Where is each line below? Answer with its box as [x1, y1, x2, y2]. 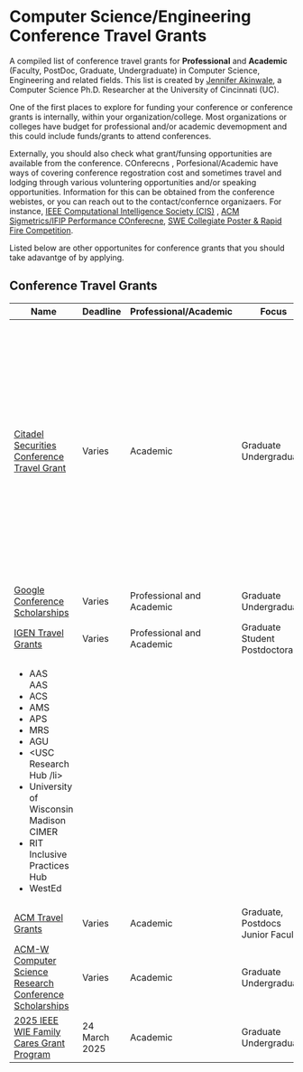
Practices [29, 859, 69, 871]
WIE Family [14, 1025, 61, 1038]
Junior [241, 928, 269, 941]
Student [241, 632, 275, 644]
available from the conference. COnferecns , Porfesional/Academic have [9, 157, 279, 168]
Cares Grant [14, 1037, 66, 1049]
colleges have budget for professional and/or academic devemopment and [9, 120, 287, 132]
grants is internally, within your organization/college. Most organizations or [9, 111, 287, 122]
